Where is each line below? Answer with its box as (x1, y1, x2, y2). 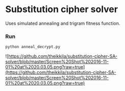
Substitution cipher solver (5, 4, 118, 15)
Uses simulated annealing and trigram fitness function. (5, 20, 120, 26)
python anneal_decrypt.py (5, 44, 60, 50)
